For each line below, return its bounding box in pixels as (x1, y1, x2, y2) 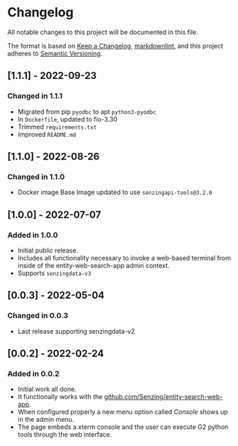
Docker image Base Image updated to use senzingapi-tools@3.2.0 (17, 188, 212, 196)
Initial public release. (17, 246, 78, 255)
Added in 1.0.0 (7, 230, 58, 240)
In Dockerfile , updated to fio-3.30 (17, 115, 118, 123)
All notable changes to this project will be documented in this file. (7, 28, 199, 36)
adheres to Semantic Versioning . (7, 49, 103, 58)
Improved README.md (17, 129, 77, 139)
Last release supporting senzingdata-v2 (17, 326, 135, 335)
